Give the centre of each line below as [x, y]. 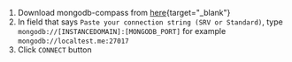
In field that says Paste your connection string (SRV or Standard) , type [150, 22]
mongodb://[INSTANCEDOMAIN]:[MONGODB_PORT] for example [122, 31]
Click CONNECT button [55, 50]
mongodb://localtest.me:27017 [73, 41]
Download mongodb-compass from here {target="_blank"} [124, 13]
